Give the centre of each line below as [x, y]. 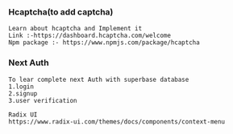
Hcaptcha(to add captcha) [61, 12]
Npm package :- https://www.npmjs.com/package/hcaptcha [104, 43]
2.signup [23, 93]
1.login [21, 87]
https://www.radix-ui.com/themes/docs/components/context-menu [117, 122]
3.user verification [43, 100]
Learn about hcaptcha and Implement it [75, 29]
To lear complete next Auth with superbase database [99, 79]
